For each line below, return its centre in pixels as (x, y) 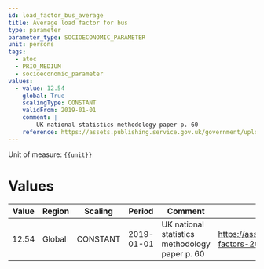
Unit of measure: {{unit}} (50, 154)
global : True (44, 96)
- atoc (26, 60)
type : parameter (35, 30)
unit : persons (31, 45)
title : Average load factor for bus (68, 23)
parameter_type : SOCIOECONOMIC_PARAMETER (77, 37)
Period (141, 211)
